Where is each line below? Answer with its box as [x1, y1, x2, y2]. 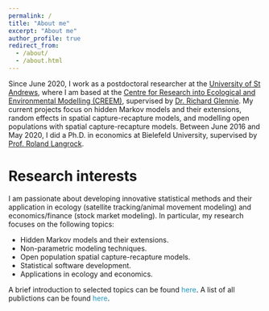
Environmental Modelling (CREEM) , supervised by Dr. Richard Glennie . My [8, 96, 254, 106]
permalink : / [8, 11, 52, 20]
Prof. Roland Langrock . [8, 139, 85, 148]
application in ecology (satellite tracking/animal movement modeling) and [8, 202, 252, 212]
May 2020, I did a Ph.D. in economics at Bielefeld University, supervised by [8, 130, 258, 139]
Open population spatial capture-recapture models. [19, 251, 191, 262]
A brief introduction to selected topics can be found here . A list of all [8, 284, 235, 294]
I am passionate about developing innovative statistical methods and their [8, 193, 252, 203]
